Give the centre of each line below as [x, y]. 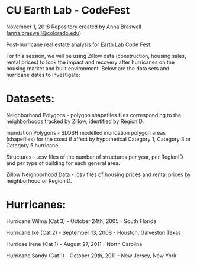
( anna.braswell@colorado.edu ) [44, 33]
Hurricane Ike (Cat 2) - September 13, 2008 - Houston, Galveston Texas [94, 232]
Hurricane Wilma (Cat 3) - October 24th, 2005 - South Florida [81, 221]
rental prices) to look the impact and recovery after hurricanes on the [91, 62]
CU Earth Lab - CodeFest [68, 10]
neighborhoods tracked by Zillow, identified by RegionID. [75, 121]
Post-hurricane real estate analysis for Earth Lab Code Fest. [79, 44]
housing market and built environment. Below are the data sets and [88, 68]
